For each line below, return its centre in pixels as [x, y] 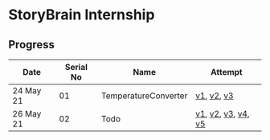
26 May [27, 114]
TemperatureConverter [144, 96]
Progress [31, 45]
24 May [27, 91]
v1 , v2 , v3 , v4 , [223, 114]
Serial [76, 67]
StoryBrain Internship [82, 15]
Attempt [226, 72]
